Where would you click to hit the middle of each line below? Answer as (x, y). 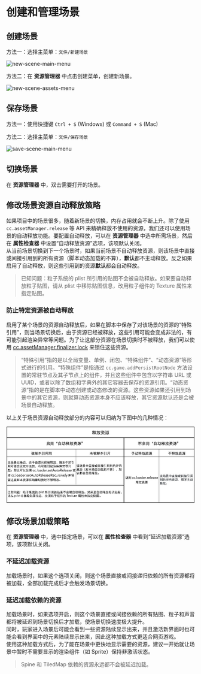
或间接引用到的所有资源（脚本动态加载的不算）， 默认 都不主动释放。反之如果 (99, 258)
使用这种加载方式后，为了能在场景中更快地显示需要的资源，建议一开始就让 (98, 644)
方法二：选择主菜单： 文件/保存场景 (47, 137)
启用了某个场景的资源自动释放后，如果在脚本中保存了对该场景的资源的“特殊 (99, 325)
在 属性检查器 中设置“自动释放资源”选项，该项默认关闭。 (76, 243)
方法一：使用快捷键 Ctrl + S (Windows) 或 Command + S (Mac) (82, 124)
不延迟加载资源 (28, 561)
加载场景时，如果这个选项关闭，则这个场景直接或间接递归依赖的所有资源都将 (100, 575)
